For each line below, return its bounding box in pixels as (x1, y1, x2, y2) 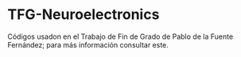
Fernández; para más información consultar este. (7, 40, 169, 49)
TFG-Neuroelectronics (7, 6, 160, 24)
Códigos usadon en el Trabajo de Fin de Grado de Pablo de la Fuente (7, 32, 234, 41)
